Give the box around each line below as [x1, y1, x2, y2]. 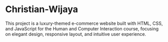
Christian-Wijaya [5, 4, 78, 15]
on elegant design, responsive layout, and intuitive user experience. [5, 31, 146, 37]
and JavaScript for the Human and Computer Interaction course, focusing [5, 25, 159, 31]
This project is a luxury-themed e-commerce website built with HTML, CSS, [5, 20, 163, 26]
